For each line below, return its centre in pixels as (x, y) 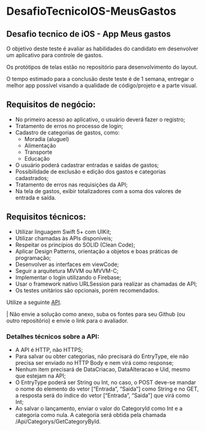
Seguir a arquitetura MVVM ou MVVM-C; (67, 270)
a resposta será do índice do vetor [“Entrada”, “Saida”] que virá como (102, 395)
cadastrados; (32, 178)
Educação (37, 158)
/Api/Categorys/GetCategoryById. (58, 421)
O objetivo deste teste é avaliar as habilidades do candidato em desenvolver (102, 48)
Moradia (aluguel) (47, 139)
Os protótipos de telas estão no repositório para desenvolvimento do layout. (102, 67)
